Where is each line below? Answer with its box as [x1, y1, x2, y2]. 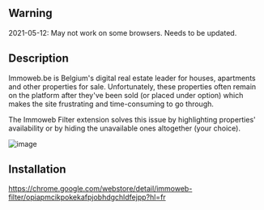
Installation [8, 162, 66, 177]
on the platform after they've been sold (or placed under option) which [8, 90, 244, 100]
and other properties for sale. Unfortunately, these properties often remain [8, 81, 257, 92]
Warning [8, 6, 53, 20]
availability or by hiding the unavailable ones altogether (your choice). [8, 123, 241, 133]
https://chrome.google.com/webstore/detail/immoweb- [8, 184, 193, 194]
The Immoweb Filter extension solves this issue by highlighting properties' [8, 114, 257, 124]
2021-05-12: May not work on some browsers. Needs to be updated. [8, 28, 237, 37]
